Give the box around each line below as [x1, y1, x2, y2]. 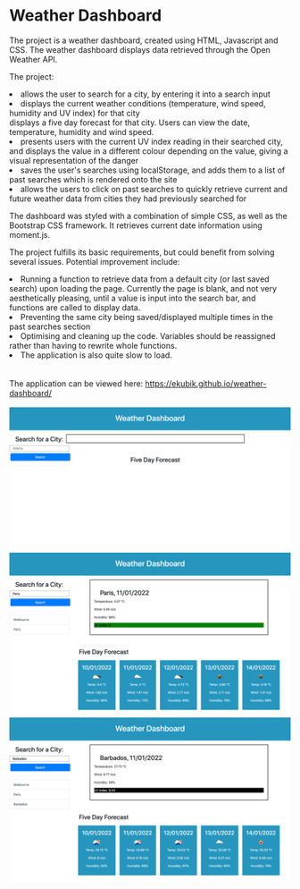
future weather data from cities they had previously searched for [9, 193, 247, 204]
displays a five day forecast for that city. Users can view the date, [9, 117, 250, 128]
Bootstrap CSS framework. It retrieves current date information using [9, 220, 263, 231]
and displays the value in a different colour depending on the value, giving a [9, 145, 288, 157]
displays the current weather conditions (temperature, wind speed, [21, 97, 266, 108]
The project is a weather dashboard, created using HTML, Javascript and [9, 35, 279, 46]
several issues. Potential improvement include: [9, 256, 180, 267]
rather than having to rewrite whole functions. [9, 340, 178, 351]
